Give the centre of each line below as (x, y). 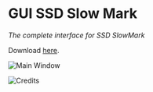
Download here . (34, 50)
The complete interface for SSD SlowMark (76, 35)
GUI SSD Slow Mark (73, 14)
